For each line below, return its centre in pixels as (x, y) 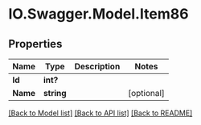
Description (97, 67)
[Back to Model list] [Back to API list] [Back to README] (100, 113)
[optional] (146, 93)
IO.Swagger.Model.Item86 (98, 14)
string (55, 93)
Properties (35, 44)
